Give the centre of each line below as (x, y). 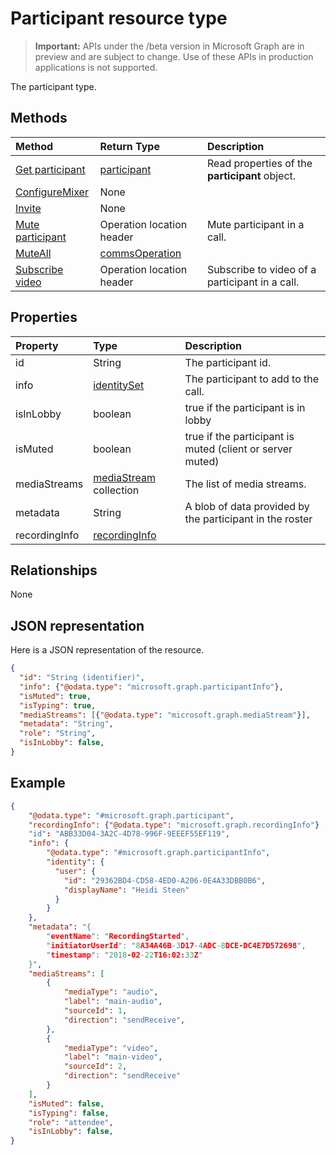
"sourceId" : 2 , (95, 1067)
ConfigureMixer (52, 192)
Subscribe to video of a (261, 269)
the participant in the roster (248, 519)
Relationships (54, 570)
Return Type (129, 146)
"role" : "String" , (58, 733)
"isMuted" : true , (55, 696)
